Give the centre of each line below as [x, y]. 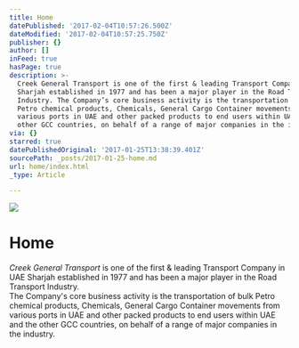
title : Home [31, 17]
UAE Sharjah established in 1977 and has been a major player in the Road [143, 278]
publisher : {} [36, 42]
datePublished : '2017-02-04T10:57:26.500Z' [91, 26]
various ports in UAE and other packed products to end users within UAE [142, 315]
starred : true [36, 142]
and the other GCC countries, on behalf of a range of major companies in [143, 325]
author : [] [29, 51]
